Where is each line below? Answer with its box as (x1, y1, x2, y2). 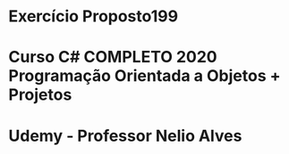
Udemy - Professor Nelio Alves (8, 126, 242, 146)
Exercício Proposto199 (8, 6, 179, 27)
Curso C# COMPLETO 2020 (8, 47, 217, 68)
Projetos (8, 85, 72, 105)
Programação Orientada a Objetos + (8, 66, 281, 86)
